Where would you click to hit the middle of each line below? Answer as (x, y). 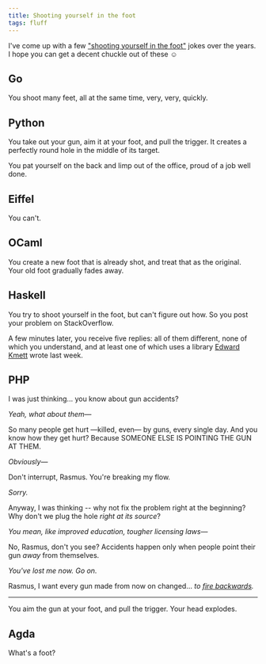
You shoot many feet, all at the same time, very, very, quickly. (108, 98)
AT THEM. (25, 446)
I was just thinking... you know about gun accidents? (94, 399)
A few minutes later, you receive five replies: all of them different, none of (128, 338)
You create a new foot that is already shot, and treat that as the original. (125, 261)
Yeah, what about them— (50, 414)
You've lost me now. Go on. (53, 571)
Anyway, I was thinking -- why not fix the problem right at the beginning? (127, 508)
